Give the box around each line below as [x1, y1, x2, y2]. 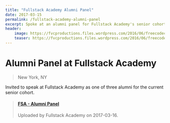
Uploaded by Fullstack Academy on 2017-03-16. [17, 112, 118, 118]
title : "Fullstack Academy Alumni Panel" [5, 7, 94, 13]
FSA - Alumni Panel [17, 101, 60, 107]
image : [14, 31, 28, 36]
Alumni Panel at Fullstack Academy [5, 58, 157, 69]
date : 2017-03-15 [5, 12, 42, 17]
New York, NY [17, 74, 47, 80]
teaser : [14, 36, 30, 41]
